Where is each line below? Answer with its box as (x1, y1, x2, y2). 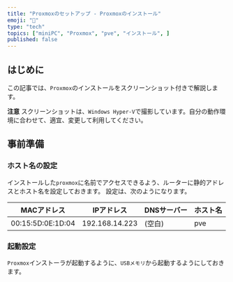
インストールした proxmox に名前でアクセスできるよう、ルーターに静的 (7, 178, 206, 186)
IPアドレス (92, 205, 128, 215)
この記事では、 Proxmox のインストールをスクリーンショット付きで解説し (7, 83, 213, 91)
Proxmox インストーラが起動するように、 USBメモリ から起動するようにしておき (7, 258, 225, 267)
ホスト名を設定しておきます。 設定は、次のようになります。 (19, 186, 191, 195)
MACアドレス (20, 205, 66, 215)
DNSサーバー (144, 205, 188, 215)
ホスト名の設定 (7, 161, 58, 171)
